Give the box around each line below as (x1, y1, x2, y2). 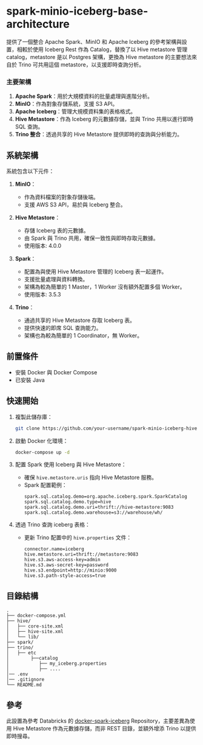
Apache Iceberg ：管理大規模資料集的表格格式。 (15, 108, 136, 115)
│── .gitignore (6, 677, 45, 683)
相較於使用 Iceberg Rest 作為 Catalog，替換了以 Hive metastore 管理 (16, 46, 188, 53)
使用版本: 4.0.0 (24, 242, 62, 250)
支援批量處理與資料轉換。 (24, 276, 88, 283)
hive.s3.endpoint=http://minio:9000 (24, 567, 117, 573)
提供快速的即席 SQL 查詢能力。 (24, 324, 102, 332)
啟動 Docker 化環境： (15, 437, 68, 444)
